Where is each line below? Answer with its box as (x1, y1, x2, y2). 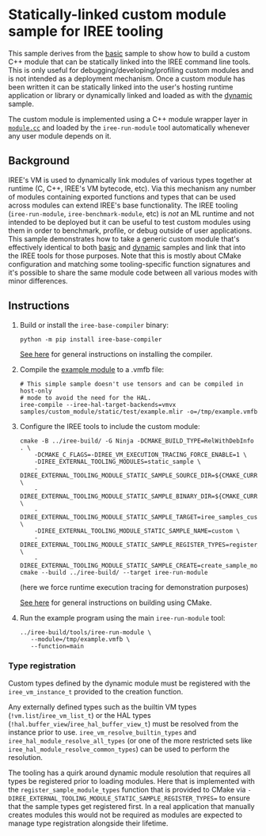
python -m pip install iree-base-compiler (19, 335, 162, 344)
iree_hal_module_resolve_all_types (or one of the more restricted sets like (8, 735, 253, 745)
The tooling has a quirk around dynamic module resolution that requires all (8, 768, 251, 777)
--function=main (30, 642, 85, 650)
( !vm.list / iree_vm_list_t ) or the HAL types (8, 710, 152, 720)
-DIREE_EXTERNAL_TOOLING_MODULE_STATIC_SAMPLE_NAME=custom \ (34, 526, 240, 535)
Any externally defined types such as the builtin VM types (8, 702, 197, 712)
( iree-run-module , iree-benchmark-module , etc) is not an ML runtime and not (8, 208, 255, 218)
